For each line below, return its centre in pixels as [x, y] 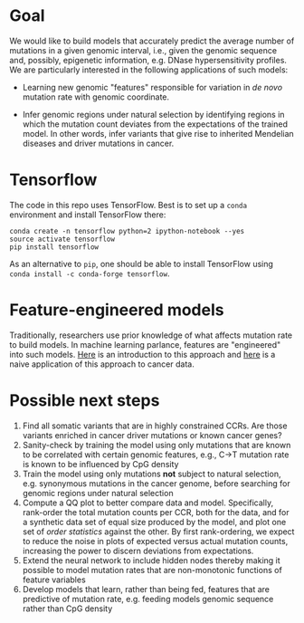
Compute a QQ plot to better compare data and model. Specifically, [148, 503]
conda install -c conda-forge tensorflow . [90, 273]
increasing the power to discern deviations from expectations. [138, 551]
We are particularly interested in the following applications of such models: [149, 70]
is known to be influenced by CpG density [100, 464]
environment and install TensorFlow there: [88, 215]
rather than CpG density [67, 609]
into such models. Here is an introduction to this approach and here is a [142, 354]
